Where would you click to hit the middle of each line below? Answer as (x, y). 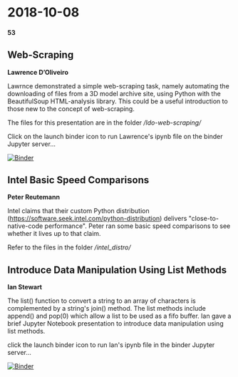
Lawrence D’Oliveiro (38, 72)
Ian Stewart (25, 287)
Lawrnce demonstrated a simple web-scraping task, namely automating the (118, 86)
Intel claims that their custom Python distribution (78, 211)
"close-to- (204, 219)
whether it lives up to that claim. (54, 234)
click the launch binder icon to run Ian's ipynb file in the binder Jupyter (111, 345)
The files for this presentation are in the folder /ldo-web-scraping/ (104, 123)
